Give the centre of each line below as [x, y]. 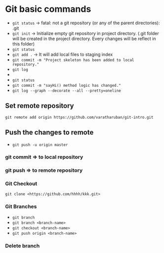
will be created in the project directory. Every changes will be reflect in [84, 39]
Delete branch [22, 246]
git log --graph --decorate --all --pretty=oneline [66, 91]
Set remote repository [40, 106]
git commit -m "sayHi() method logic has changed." [66, 85]
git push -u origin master [40, 145]
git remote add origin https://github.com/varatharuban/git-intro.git [79, 117]
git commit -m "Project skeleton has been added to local [73, 60]
